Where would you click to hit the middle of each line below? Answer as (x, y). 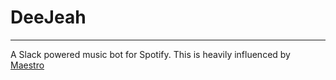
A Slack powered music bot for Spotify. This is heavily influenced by (150, 54)
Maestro (27, 65)
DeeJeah (48, 17)
